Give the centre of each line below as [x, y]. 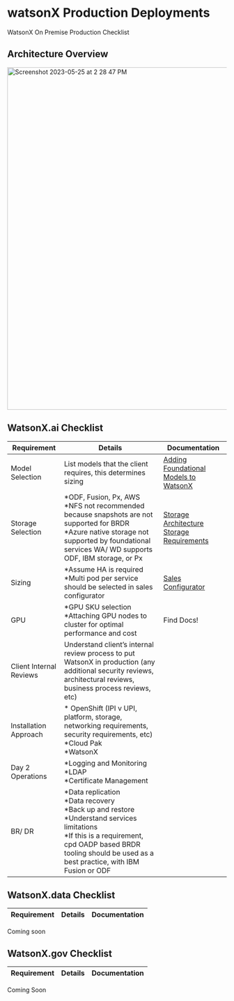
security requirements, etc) [108, 734]
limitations [81, 826]
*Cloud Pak [83, 743]
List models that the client [106, 464]
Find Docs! [181, 620]
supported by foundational [107, 540]
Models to [180, 477]
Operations [29, 776]
